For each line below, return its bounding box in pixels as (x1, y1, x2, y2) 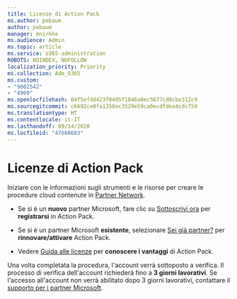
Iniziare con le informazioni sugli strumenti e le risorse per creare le (7, 183, 204, 192)
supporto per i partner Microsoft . (7, 283, 103, 292)
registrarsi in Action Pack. (17, 212, 95, 221)
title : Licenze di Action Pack (7, 10, 100, 18)
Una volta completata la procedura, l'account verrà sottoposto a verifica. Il (7, 261, 224, 270)
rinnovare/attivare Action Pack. (17, 234, 111, 242)
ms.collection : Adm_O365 (7, 70, 81, 77)
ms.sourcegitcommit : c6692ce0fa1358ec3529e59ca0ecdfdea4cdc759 (7, 103, 198, 110)
